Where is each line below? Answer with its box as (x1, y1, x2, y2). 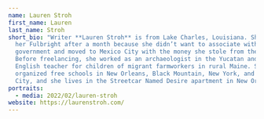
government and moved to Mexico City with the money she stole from (15, 48, 244, 56)
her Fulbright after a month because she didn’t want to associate (15, 41, 241, 49)
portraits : (8, 84, 44, 92)
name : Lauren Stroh (8, 11, 72, 20)
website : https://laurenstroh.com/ (8, 99, 125, 106)
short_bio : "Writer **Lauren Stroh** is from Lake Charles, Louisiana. (8, 33, 247, 41)
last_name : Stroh (8, 26, 65, 34)
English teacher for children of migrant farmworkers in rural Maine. (15, 63, 251, 70)
